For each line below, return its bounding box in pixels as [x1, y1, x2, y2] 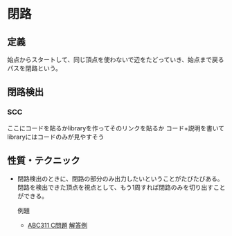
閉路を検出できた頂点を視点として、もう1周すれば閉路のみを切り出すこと [17, 183, 226, 191]
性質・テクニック [7, 155, 80, 166]
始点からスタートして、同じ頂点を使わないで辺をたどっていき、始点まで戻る [7, 56, 224, 63]
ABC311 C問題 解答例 [27, 221, 88, 229]
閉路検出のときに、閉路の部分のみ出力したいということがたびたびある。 [17, 174, 224, 183]
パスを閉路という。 [7, 64, 62, 72]
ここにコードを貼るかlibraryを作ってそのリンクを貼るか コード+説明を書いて [7, 124, 225, 132]
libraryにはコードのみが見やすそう [7, 132, 105, 141]
